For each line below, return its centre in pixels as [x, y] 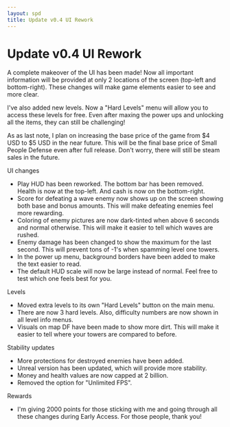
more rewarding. [40, 213]
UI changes [23, 171]
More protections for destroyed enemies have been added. [100, 361]
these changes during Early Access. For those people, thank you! [110, 417]
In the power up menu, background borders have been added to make [116, 257]
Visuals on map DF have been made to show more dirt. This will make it [118, 327]
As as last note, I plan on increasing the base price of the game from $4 [108, 136]
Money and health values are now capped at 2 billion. [93, 376]
